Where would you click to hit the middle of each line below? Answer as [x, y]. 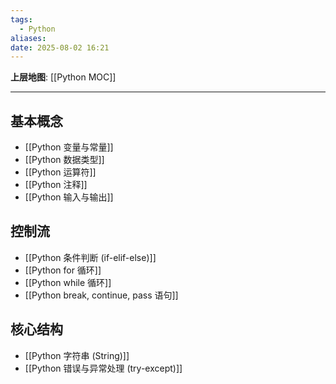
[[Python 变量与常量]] [69, 147]
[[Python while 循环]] [68, 282]
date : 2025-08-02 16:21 [60, 47]
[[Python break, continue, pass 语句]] [101, 295]
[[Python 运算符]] [60, 172]
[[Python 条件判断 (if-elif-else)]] [90, 257]
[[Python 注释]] [56, 185]
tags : [21, 19]
